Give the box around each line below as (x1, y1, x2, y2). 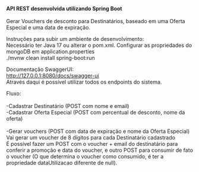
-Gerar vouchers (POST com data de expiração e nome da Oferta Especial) (6, 128, 190, 135)
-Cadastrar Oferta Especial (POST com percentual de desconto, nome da (6, 109, 185, 116)
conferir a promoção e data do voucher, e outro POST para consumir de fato (6, 146, 193, 154)
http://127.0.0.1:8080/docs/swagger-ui (6, 72, 99, 79)
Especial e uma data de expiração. (6, 24, 91, 31)
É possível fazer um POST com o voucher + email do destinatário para (6, 141, 178, 147)
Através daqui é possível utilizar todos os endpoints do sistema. (6, 78, 162, 85)
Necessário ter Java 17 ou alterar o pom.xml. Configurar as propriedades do (6, 42, 192, 49)
